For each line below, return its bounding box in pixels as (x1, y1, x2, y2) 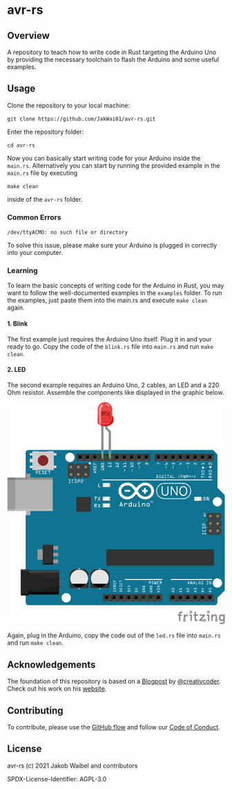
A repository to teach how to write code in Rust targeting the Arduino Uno (7, 48, 217, 56)
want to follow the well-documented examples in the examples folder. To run (7, 289, 222, 297)
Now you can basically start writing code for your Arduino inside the (7, 154, 202, 162)
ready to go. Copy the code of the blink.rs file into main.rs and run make (7, 342, 214, 351)
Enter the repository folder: (7, 127, 84, 136)
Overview (7, 30, 50, 42)
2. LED (7, 366, 26, 374)
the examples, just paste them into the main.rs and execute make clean (7, 296, 208, 305)
